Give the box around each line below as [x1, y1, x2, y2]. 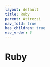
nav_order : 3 [5, 30, 32, 35]
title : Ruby [5, 12, 30, 17]
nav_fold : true [5, 21, 37, 26]
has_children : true [5, 26, 46, 31]
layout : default [5, 7, 39, 12]
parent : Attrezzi [5, 16, 41, 21]
